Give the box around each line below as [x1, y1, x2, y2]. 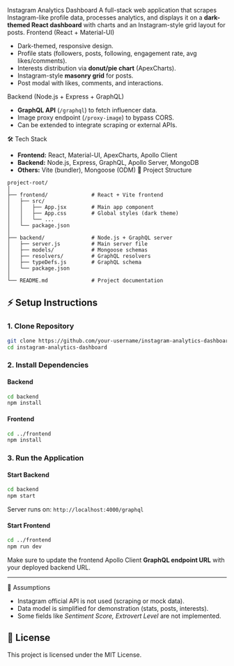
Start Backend [7, 470, 50, 479]
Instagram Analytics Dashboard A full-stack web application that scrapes [7, 6, 217, 14]
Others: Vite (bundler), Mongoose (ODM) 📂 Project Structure [17, 166, 192, 174]
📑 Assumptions [7, 584, 51, 592]
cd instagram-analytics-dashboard [7, 344, 108, 351]
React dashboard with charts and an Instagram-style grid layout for [31, 21, 226, 29]
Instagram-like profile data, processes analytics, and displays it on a [7, 13, 203, 22]
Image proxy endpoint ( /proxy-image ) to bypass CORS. [17, 113, 174, 122]
